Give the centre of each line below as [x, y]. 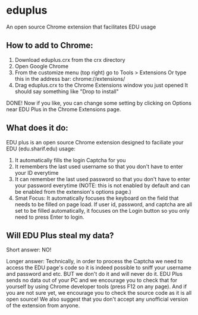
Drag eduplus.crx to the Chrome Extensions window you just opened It [101, 85]
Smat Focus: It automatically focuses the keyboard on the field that [97, 198]
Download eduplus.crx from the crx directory [70, 59]
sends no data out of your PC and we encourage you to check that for [92, 281]
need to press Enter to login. [49, 217]
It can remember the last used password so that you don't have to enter [103, 179]
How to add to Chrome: [50, 45]
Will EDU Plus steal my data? [60, 235]
